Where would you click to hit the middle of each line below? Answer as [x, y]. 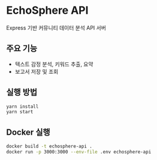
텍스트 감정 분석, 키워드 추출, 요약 [54, 64]
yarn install [22, 106]
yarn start [20, 112]
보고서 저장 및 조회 [37, 71]
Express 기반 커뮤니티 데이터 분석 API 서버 [56, 28]
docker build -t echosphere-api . [49, 147]
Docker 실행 [28, 132]
